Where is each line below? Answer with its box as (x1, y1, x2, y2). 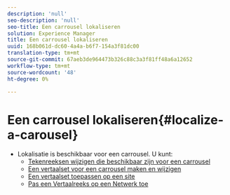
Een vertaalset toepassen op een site (27, 173, 135, 181)
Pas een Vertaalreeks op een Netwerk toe (27, 180, 149, 188)
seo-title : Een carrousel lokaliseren (7, 23, 121, 30)
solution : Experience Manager (7, 29, 96, 37)
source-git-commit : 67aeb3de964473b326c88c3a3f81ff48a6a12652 (7, 56, 193, 63)
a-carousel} (7, 127, 79, 142)
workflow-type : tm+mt (7, 62, 71, 69)
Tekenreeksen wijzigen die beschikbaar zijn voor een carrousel (27, 157, 210, 166)
